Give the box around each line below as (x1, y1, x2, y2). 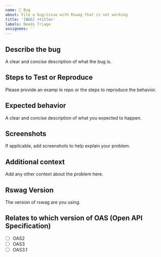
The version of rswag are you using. (5, 199, 80, 205)
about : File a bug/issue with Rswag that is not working (5, 12, 128, 17)
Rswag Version (5, 186, 54, 194)
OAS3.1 (12, 246, 28, 252)
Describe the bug (5, 45, 61, 54)
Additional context (5, 158, 65, 166)
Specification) (5, 222, 51, 231)
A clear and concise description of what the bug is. (5, 58, 112, 64)
